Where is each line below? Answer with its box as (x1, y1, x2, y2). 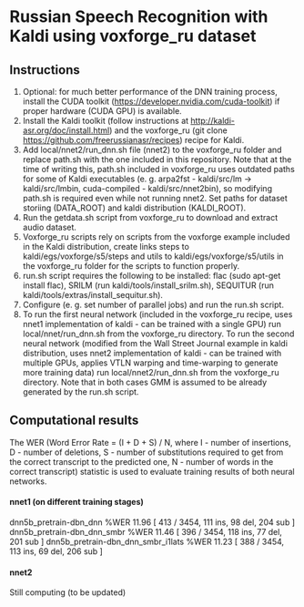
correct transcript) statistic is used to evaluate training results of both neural (9, 466, 295, 477)
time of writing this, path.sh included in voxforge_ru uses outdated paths (22, 164, 296, 174)
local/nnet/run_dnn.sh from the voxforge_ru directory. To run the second (22, 328, 295, 339)
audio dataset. (22, 221, 77, 232)
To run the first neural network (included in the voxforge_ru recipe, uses (22, 309, 293, 320)
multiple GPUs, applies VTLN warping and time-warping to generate (22, 357, 279, 368)
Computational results (9, 413, 139, 428)
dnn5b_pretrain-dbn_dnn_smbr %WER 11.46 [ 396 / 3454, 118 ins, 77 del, (9, 527, 282, 538)
